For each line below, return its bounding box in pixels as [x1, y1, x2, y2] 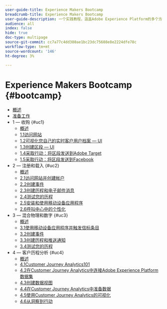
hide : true [5, 30, 28, 35]
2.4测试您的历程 [19, 194, 53, 200]
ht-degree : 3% [5, 53, 35, 59]
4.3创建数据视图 [19, 280, 53, 286]
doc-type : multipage [5, 35, 48, 40]
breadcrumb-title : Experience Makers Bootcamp [5, 12, 103, 17]
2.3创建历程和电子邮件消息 [19, 187, 75, 194]
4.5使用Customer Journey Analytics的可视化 [19, 292, 111, 298]
